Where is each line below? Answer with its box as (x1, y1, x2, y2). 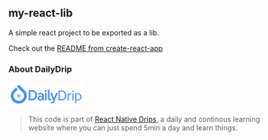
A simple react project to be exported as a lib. (8, 27, 159, 37)
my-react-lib (8, 6, 73, 20)
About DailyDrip (8, 64, 72, 75)
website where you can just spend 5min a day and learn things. (27, 123, 238, 133)
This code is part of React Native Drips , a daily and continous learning (27, 114, 261, 124)
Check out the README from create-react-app (8, 43, 163, 53)
